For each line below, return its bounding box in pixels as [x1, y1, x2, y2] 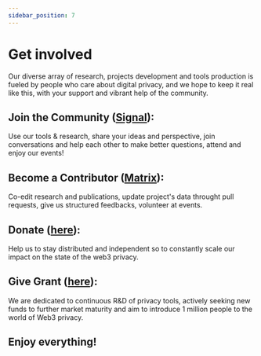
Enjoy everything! [8, 336, 97, 349]
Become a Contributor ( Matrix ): [8, 171, 165, 185]
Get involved [8, 45, 92, 63]
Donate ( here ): [8, 223, 81, 237]
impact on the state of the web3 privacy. [8, 252, 139, 262]
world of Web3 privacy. [8, 312, 84, 322]
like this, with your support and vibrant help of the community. [8, 88, 209, 97]
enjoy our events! [8, 149, 64, 158]
